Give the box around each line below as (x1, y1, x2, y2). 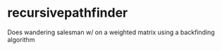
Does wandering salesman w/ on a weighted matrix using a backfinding (7, 28, 215, 36)
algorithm (7, 35, 35, 43)
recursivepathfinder (7, 5, 128, 21)
